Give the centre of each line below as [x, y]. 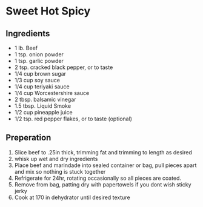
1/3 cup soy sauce [37, 80]
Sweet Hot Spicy [48, 11]
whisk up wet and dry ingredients [56, 159]
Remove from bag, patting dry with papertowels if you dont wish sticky [103, 184]
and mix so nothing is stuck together [60, 171]
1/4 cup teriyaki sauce [42, 87]
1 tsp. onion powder [39, 54]
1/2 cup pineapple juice [44, 112]
